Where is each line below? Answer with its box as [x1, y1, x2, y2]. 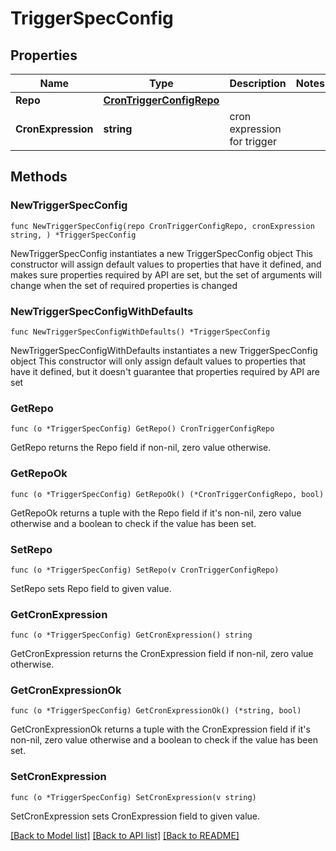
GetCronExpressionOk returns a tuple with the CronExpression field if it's [10, 723, 311, 736]
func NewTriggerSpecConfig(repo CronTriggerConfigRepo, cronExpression [10, 221, 315, 231]
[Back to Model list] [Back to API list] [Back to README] [10, 829, 240, 841]
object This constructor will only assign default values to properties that [10, 355, 307, 367]
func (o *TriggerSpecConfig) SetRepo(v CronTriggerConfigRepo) [10, 565, 280, 575]
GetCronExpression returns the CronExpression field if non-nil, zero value [10, 648, 314, 660]
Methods [10, 168, 68, 186]
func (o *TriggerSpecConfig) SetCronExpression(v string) [10, 792, 257, 802]
